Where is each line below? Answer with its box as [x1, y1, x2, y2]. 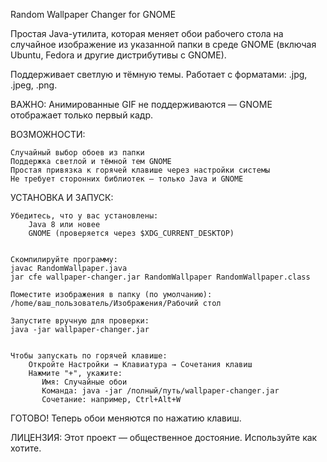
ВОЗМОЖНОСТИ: [10, 129, 86, 140]
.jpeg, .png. [10, 79, 58, 91]
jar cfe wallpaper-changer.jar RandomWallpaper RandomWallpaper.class [10, 272, 311, 282]
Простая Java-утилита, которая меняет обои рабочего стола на [10, 28, 284, 39]
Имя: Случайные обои [41, 377, 128, 387]
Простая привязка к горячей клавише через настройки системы [10, 165, 271, 175]
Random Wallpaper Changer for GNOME [10, 9, 177, 20]
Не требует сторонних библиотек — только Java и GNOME [10, 174, 244, 184]
